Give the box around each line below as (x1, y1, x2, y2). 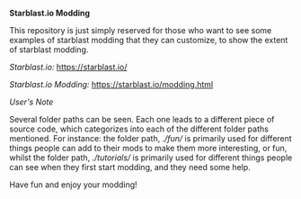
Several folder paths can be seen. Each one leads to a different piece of (9, 114, 275, 124)
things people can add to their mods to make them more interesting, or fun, (9, 143, 288, 153)
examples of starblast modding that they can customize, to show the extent (9, 35, 288, 45)
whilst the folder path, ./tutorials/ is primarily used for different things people (9, 152, 293, 163)
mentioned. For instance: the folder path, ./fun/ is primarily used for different (9, 133, 292, 143)
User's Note (9, 96, 54, 107)
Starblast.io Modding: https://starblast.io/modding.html (9, 79, 214, 89)
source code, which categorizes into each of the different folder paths (9, 123, 270, 134)
